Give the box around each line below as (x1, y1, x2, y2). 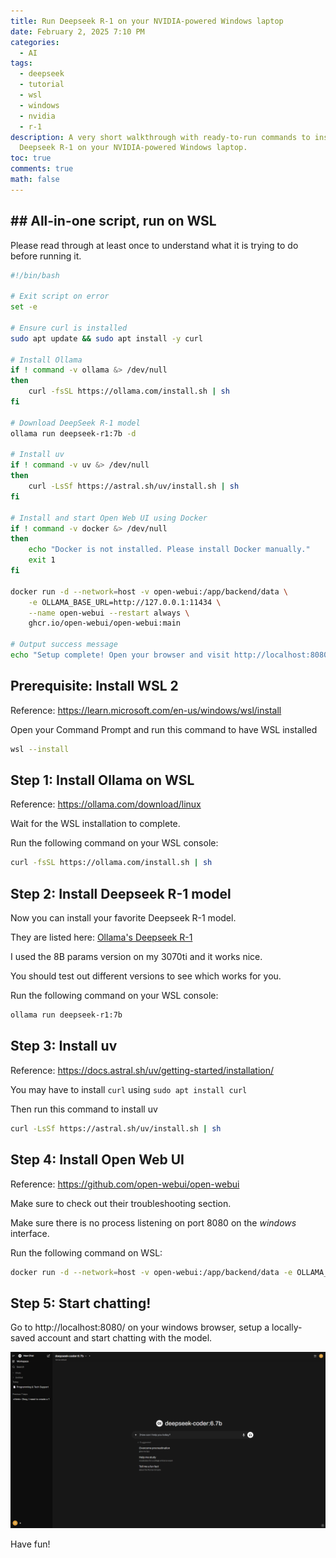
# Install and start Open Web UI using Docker (10, 513, 208, 523)
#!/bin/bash (10, 270, 60, 280)
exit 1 (28, 555, 56, 565)
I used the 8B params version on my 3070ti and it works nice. (10, 951, 263, 963)
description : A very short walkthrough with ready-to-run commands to (10, 132, 311, 142)
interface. (10, 1227, 50, 1239)
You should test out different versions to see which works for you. (10, 970, 282, 982)
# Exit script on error (10, 291, 110, 302)
